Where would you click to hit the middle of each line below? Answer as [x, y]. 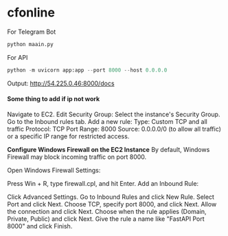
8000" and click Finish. [40, 226]
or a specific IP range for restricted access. [68, 136]
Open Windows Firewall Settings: [54, 170]
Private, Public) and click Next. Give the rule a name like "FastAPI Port [106, 219]
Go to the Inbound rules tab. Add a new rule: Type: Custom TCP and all [107, 121]
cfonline [31, 13]
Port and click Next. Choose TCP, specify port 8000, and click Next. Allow [112, 204]
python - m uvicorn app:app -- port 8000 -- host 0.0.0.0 [87, 70]
